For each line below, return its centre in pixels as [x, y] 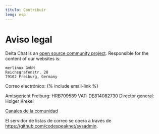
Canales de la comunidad [32, 111]
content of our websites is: [33, 59]
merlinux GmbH [20, 68]
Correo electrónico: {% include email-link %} [52, 86]
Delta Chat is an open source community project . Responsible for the [77, 53]
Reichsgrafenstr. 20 [27, 73]
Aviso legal [29, 40]
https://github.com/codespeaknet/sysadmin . [51, 126]
